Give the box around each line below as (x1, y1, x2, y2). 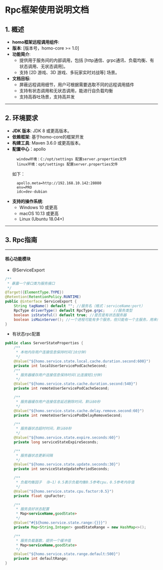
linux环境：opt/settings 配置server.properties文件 (16, 161, 118, 167)
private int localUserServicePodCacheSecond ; (14, 363, 108, 368)
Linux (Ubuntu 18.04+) (19, 216, 65, 222)
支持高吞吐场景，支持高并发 (19, 94, 75, 100)
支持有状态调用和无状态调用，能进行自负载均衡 (19, 88, 113, 93)
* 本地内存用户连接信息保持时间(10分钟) (16, 350, 87, 355)
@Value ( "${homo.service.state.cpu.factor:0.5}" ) (14, 489, 114, 494)
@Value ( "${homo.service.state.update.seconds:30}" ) (14, 462, 120, 467)
